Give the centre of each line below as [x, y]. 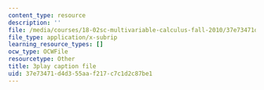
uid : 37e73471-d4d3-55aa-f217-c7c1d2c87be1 [81, 74]
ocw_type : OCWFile [38, 52]
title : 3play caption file [52, 67]
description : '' [35, 23]
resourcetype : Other [42, 59]
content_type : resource [47, 15]
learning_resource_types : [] [56, 45]
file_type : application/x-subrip [63, 37]
